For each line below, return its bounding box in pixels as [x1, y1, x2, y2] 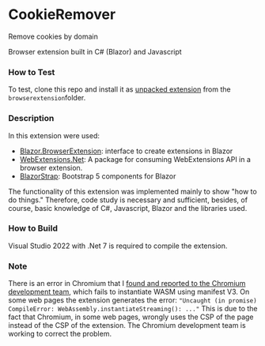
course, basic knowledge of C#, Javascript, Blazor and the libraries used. [8, 203, 248, 212]
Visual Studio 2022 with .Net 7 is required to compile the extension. [8, 241, 228, 250]
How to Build [8, 223, 58, 234]
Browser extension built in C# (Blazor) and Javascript [8, 47, 182, 56]
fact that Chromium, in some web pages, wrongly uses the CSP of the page [8, 312, 254, 322]
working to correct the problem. [8, 329, 112, 339]
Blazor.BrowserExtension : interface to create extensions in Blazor [19, 146, 233, 156]
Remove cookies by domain [8, 32, 99, 41]
